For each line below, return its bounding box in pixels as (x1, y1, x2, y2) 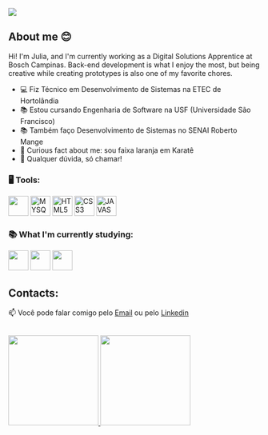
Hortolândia (19, 96, 59, 106)
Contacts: (8, 286, 59, 300)
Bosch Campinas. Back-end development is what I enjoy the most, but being (8, 60, 260, 70)
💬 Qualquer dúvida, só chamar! (19, 154, 122, 163)
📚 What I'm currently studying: (8, 229, 134, 240)
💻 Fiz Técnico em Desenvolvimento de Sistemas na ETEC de (19, 84, 222, 94)
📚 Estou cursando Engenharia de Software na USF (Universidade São (19, 105, 251, 114)
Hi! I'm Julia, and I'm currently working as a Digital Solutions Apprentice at (8, 51, 253, 61)
